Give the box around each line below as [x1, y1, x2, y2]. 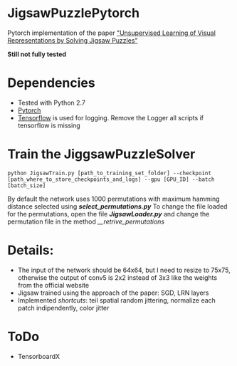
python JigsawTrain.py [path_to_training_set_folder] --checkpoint [7, 169, 212, 177]
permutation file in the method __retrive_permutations [7, 217, 165, 226]
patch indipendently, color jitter [17, 303, 110, 312]
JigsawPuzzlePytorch [7, 5, 140, 21]
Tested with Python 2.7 [17, 98, 85, 107]
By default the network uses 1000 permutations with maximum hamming [7, 194, 220, 203]
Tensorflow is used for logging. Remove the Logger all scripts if [17, 113, 204, 122]
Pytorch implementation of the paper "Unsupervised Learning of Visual [7, 28, 216, 37]
